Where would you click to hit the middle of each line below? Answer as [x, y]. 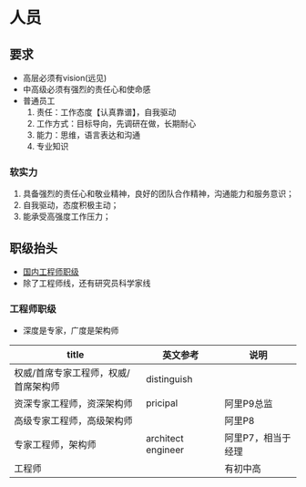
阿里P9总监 [249, 404]
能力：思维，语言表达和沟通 [88, 135]
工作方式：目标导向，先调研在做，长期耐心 [116, 124]
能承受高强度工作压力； [66, 217]
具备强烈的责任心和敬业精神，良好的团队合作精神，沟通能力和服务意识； [158, 194]
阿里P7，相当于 [258, 438]
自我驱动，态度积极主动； [71, 205]
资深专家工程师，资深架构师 [74, 404]
